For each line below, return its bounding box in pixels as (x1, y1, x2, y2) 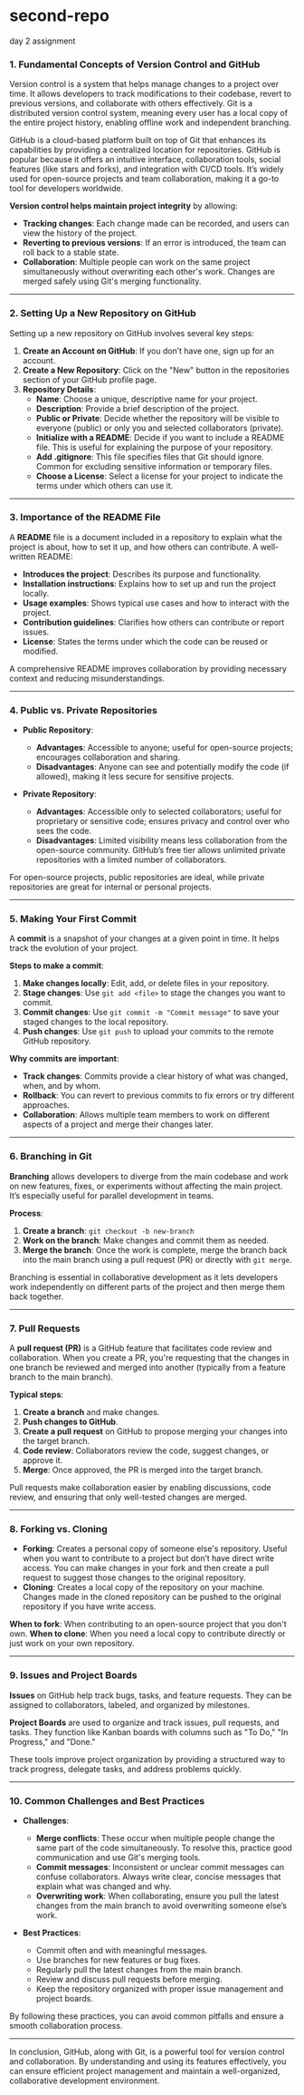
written (9, 550, 36, 562)
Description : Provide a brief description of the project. (35, 403, 240, 413)
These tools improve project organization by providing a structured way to (9, 1753, 286, 1764)
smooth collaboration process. (9, 2020, 123, 2031)
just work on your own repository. (9, 1638, 135, 1649)
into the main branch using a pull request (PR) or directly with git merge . (22, 1254, 292, 1265)
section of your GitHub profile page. (22, 373, 157, 385)
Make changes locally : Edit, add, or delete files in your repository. (22, 978, 270, 989)
